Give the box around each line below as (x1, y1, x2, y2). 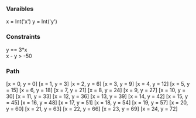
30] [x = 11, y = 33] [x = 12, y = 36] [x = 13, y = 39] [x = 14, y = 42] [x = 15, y (6, 93, 188, 100)
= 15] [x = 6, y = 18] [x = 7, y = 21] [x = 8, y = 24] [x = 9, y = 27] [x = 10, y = (6, 86, 186, 93)
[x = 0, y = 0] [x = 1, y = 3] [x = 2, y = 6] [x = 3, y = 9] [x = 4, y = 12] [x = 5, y (6, 80, 190, 87)
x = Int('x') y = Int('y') (6, 18, 57, 25)
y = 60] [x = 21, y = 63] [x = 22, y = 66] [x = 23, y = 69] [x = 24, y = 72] (6, 105, 178, 112)
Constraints (6, 33, 41, 41)
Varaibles (6, 5, 34, 13)
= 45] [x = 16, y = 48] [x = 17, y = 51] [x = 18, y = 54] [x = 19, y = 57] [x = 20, (6, 99, 188, 106)
